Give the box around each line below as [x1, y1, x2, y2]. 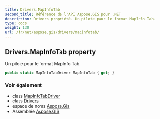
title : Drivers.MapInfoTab [5, 7, 60, 12]
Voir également [5, 81, 42, 88]
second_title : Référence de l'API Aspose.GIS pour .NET [5, 12, 121, 17]
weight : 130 [5, 25, 29, 30]
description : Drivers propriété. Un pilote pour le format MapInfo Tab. [5, 16, 156, 21]
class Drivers [12, 98, 39, 104]
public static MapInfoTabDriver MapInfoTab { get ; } [5, 70, 115, 75]
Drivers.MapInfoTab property [5, 48, 96, 56]
